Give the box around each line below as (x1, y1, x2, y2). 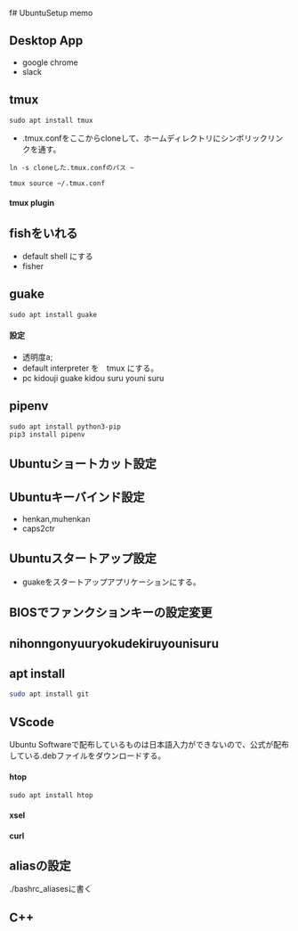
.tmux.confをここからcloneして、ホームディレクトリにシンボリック (21, 133, 269, 143)
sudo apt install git (9, 690, 90, 698)
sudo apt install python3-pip (9, 422, 122, 431)
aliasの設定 (9, 858, 71, 873)
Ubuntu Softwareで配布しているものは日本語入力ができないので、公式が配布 (9, 739, 289, 750)
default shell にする (21, 251, 93, 262)
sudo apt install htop (9, 791, 93, 800)
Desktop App (9, 33, 84, 48)
